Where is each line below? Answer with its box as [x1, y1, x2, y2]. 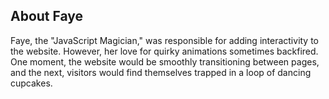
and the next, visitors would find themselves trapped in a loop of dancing [10, 66, 312, 78]
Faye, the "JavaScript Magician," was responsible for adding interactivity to [10, 34, 320, 46]
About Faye [10, 8, 84, 25]
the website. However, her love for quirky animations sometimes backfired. [10, 45, 319, 57]
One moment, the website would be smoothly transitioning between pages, [10, 55, 320, 68]
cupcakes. [10, 77, 53, 89]
